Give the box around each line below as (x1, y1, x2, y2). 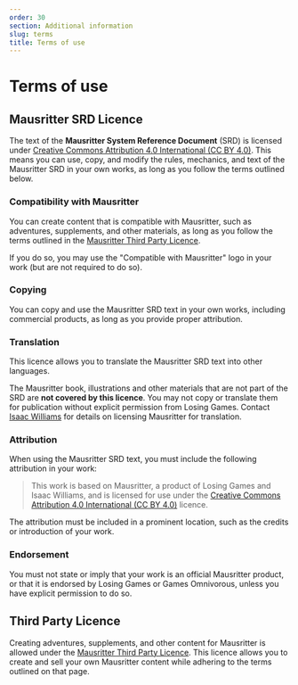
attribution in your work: (9, 463, 98, 474)
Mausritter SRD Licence (9, 111, 143, 127)
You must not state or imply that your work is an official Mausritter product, (9, 568, 285, 580)
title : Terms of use (9, 37, 86, 47)
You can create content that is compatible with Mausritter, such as (9, 216, 252, 227)
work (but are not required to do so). (9, 261, 142, 272)
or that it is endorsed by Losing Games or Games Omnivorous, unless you (9, 578, 279, 589)
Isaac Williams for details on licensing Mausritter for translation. (9, 411, 242, 422)
